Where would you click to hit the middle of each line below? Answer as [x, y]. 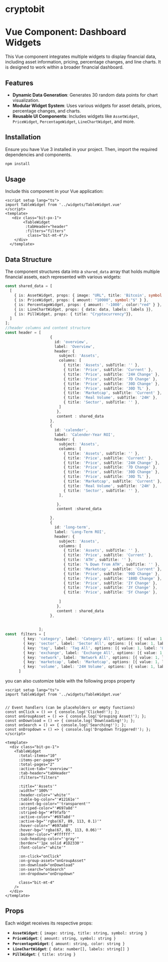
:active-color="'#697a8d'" [46, 817]
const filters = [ [25, 634]
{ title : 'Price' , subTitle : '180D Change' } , [113, 578]
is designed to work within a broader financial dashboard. [64, 67]
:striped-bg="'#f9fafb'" [44, 812]
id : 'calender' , [71, 430]
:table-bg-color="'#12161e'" [49, 799]
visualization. [26, 100]
